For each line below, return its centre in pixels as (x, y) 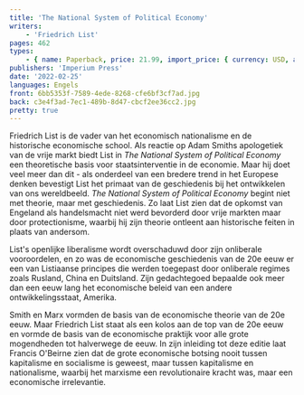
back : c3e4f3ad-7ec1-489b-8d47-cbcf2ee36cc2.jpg (103, 102)
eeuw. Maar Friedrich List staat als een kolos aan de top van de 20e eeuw (147, 324)
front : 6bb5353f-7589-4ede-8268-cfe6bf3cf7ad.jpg (105, 93)
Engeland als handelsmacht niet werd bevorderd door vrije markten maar (146, 212)
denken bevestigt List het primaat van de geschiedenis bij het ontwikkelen (147, 184)
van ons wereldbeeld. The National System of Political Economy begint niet (150, 193)
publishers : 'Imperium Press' (66, 69)
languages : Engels (44, 85)
